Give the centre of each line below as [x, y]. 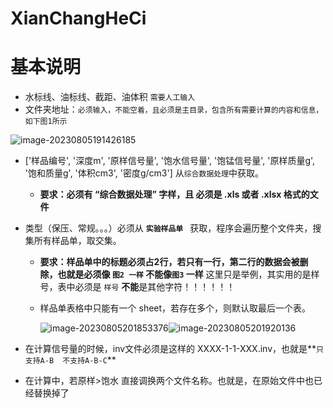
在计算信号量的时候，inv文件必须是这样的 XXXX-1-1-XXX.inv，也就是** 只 [174, 349]
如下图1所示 [46, 122]
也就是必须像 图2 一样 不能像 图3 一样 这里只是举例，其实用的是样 [188, 274]
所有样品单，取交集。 [77, 241]
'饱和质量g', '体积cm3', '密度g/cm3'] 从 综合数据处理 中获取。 [144, 173]
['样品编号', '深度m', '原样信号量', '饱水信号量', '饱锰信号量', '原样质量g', [170, 161]
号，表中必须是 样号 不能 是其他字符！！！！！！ [137, 287]
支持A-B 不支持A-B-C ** [70, 360]
